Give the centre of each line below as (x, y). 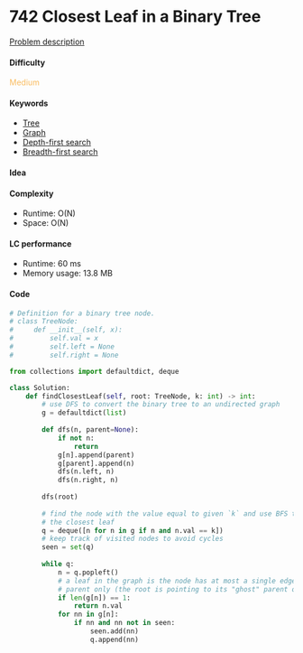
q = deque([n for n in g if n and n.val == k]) (133, 530)
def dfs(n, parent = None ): (91, 430)
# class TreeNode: (44, 322)
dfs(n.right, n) (88, 480)
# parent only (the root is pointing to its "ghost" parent (173, 589)
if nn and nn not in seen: (124, 623)
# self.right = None (64, 355)
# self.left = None (62, 347)
